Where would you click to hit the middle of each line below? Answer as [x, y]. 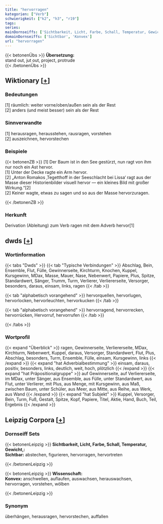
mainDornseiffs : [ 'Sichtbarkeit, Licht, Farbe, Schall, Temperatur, [76, 32]
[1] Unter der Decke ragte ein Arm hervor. [46, 172]
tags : [10, 23]
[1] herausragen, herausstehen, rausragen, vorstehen [58, 133]
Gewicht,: [15, 450]
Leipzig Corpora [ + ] [35, 420]
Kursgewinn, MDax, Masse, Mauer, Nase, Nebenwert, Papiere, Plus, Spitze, [80, 276]
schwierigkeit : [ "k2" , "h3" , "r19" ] [42, 18]
